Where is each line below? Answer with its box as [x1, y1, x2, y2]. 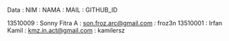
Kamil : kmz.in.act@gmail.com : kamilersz [7, 27, 126, 34]
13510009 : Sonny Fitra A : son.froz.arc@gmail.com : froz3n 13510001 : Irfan [7, 19, 223, 27]
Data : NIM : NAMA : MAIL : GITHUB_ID [7, 6, 118, 14]
